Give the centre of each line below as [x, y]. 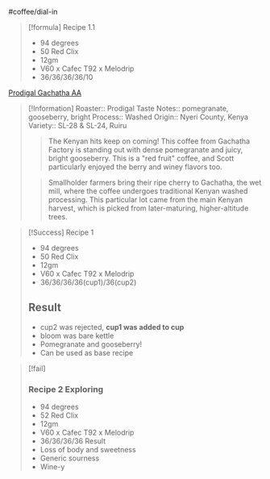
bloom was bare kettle [77, 335]
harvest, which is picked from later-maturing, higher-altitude [148, 208]
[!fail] [37, 368]
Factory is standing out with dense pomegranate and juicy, [145, 150]
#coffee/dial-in [33, 12]
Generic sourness [70, 458]
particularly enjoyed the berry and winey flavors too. [135, 167]
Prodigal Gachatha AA [45, 93]
